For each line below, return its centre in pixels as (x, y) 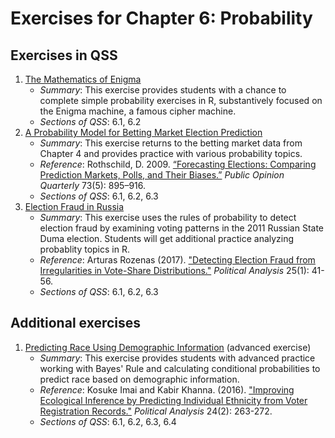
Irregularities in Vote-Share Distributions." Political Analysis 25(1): (174, 270)
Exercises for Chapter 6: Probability (161, 18)
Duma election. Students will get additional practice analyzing (167, 238)
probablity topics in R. (84, 249)
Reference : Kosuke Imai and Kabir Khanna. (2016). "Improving (167, 389)
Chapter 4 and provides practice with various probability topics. (171, 153)
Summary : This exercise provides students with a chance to (163, 90)
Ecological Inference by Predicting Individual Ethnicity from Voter (173, 400)
